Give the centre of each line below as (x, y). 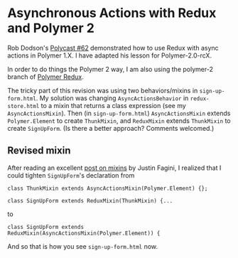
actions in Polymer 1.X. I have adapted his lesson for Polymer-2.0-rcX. (109, 55)
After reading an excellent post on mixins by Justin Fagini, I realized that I (114, 168)
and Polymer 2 (51, 28)
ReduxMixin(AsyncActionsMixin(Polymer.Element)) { (84, 233)
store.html (23, 106)
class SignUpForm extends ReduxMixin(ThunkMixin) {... (90, 200)
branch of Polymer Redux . (45, 77)
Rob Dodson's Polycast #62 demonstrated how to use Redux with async (113, 48)
